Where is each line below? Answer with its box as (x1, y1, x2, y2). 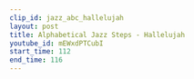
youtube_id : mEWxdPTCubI (9, 38, 104, 48)
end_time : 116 (9, 55, 64, 64)
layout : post (9, 22, 59, 31)
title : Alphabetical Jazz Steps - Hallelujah (9, 30, 185, 39)
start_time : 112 (9, 47, 71, 56)
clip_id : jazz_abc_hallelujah (9, 13, 125, 23)
